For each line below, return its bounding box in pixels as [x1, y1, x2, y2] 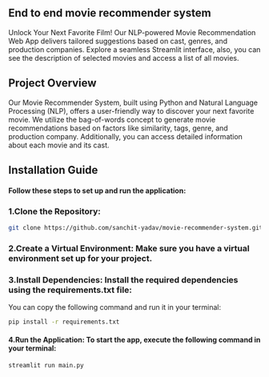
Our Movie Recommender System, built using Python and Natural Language [8, 98, 259, 107]
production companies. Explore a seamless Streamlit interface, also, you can [8, 44, 261, 54]
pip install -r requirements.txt [8, 318, 120, 326]
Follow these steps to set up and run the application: [8, 186, 187, 195]
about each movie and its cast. [8, 140, 110, 150]
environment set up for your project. [8, 252, 153, 263]
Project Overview [8, 76, 97, 90]
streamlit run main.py [8, 362, 84, 370]
